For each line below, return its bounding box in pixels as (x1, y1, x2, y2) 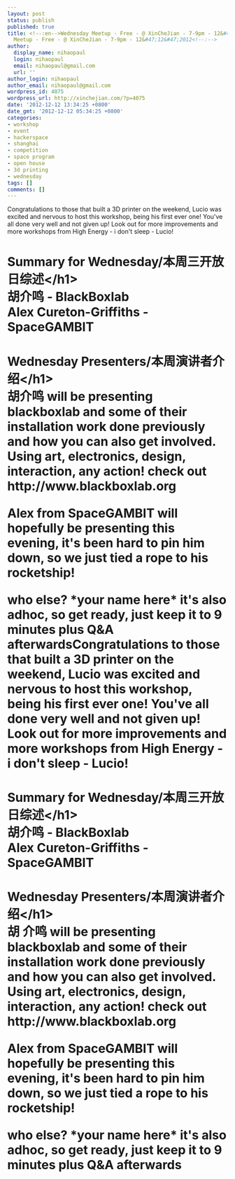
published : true (7, 23, 55, 30)
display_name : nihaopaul (13, 50, 86, 57)
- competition (7, 147, 49, 154)
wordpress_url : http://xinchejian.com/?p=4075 (7, 95, 145, 102)
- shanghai (7, 141, 39, 148)
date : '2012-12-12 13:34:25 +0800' (7, 101, 111, 108)
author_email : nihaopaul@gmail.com (7, 82, 111, 89)
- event (7, 127, 30, 134)
